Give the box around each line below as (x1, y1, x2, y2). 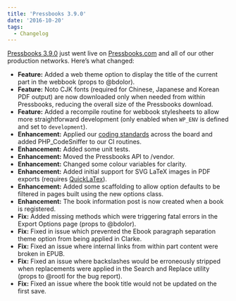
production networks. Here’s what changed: (7, 57, 135, 65)
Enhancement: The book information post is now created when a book (17, 198, 224, 206)
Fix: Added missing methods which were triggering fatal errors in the (17, 212, 218, 221)
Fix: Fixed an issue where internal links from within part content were (17, 242, 218, 250)
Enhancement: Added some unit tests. (17, 145, 130, 153)
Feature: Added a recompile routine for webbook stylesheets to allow (17, 108, 220, 116)
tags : (7, 23, 23, 30)
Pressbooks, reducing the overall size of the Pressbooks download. (17, 100, 213, 109)
